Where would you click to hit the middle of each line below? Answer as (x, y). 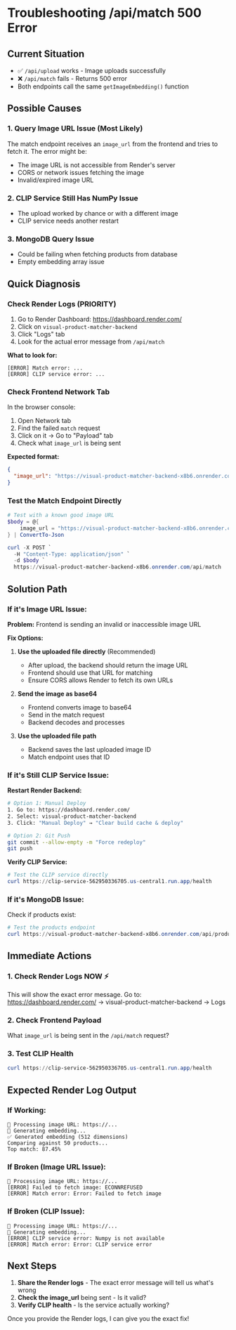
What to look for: (32, 355)
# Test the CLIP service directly (58, 875)
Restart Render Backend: (45, 790)
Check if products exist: (42, 915)
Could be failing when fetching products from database (97, 254)
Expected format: (33, 457)
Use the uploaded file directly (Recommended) (86, 651)
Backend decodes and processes (76, 722)
